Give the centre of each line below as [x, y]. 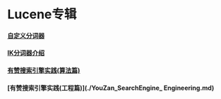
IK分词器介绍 [26, 53]
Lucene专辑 [42, 14]
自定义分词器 [26, 35]
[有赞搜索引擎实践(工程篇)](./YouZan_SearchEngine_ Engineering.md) [111, 88]
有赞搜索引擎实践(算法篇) [44, 70]
